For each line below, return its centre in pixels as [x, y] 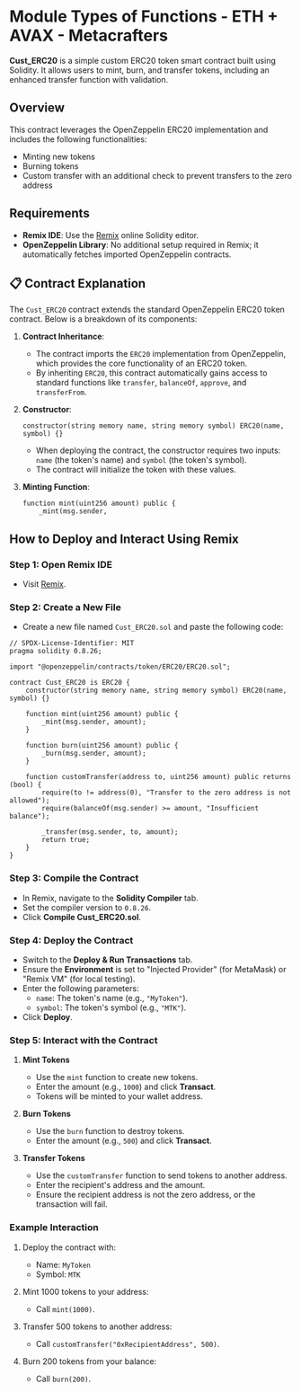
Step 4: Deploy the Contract [71, 940]
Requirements [49, 213]
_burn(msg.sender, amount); [94, 754]
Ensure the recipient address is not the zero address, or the [146, 1195]
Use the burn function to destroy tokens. [110, 1131]
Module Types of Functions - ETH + [144, 17]
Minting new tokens [59, 156]
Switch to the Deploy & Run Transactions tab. [107, 960]
